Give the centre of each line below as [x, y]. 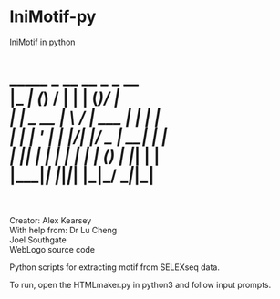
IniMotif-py [53, 17]
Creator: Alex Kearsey [51, 220]
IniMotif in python [42, 42]
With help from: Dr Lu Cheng [63, 230]
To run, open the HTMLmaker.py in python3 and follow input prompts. [140, 284]
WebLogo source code [52, 249]
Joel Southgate [38, 240]
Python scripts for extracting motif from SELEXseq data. [115, 267]
